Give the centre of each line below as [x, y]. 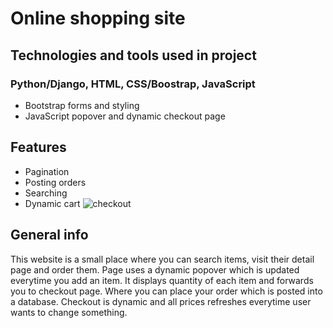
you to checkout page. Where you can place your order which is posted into [166, 291]
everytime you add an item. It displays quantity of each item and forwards [162, 280]
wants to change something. [69, 312]
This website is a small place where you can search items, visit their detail [162, 259]
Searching [46, 193]
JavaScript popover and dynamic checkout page [125, 116]
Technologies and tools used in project [133, 55]
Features [38, 147]
